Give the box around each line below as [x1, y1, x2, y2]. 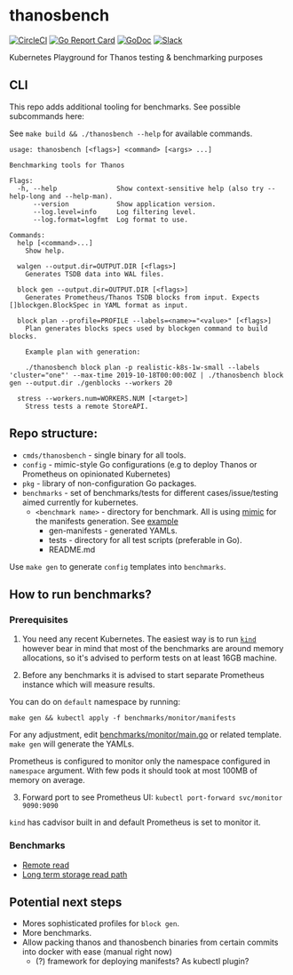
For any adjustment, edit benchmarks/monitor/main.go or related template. [9, 730, 282, 740]
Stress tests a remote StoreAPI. [25, 402, 149, 411]
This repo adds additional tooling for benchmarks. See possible [9, 101, 242, 112]
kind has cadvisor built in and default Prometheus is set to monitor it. [9, 817, 261, 827]
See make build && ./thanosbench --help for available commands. [9, 128, 253, 139]
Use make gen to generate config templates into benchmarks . [9, 561, 226, 571]
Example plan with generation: [25, 348, 141, 356]
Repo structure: [9, 426, 98, 441]
